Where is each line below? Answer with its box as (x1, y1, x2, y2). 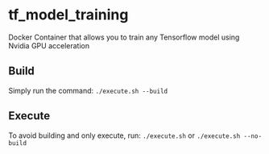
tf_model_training (8, 6, 129, 24)
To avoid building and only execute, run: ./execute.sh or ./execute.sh (8, 131, 241, 140)
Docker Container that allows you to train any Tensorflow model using (8, 32, 240, 42)
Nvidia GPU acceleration (8, 40, 90, 50)
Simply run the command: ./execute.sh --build (8, 85, 168, 95)
